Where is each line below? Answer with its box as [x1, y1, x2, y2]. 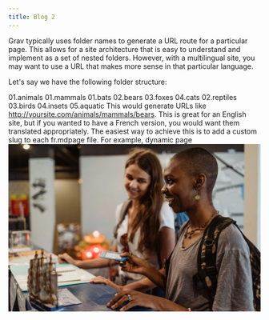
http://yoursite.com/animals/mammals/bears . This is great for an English [8, 109, 247, 119]
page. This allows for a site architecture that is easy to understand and [8, 44, 241, 54]
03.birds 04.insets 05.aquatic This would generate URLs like [8, 101, 207, 110]
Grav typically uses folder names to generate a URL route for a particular [8, 36, 248, 46]
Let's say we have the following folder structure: [8, 77, 167, 86]
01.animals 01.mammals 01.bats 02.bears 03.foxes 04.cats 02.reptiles [8, 92, 238, 102]
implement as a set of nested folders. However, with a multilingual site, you [8, 53, 255, 62]
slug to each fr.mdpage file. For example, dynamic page [8, 134, 193, 144]
